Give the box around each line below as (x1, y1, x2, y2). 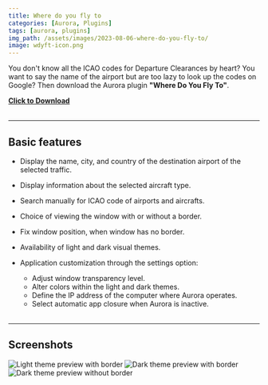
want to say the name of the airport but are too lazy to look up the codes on (8, 72, 257, 82)
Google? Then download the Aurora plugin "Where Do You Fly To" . (8, 81, 230, 90)
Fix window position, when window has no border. (19, 227, 185, 236)
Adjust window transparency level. (31, 273, 146, 283)
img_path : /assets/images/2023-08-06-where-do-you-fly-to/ (8, 34, 209, 42)
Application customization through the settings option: (19, 258, 199, 267)
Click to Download (8, 96, 70, 106)
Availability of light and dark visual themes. (19, 242, 161, 252)
